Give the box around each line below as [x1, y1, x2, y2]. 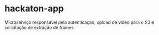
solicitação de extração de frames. [4, 24, 75, 30]
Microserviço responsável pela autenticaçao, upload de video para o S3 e [4, 19, 155, 25]
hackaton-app [4, 3, 64, 14]
